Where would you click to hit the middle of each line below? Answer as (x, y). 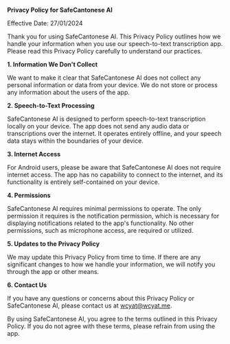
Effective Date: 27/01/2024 (45, 23)
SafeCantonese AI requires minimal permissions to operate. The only (104, 208)
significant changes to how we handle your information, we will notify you (111, 264)
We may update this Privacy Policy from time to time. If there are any (104, 257)
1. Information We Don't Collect (53, 64)
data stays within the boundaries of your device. (76, 141)
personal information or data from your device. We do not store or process (113, 85)
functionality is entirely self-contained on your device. (83, 182)
